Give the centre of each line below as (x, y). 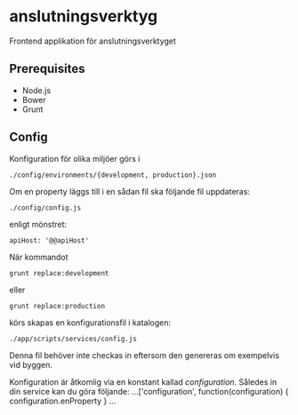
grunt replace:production (57, 306)
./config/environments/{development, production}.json (113, 175)
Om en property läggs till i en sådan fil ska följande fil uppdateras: (130, 191)
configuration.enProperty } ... (63, 401)
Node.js (36, 90)
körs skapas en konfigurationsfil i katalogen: (90, 323)
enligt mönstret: (38, 224)
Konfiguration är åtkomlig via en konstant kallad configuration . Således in (143, 382)
